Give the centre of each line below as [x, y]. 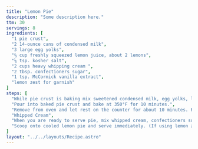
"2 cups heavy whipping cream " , [52, 66]
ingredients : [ [25, 33]
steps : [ [17, 93]
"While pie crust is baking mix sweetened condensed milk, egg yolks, [100, 99]
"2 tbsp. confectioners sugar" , [51, 72]
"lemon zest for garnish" [43, 83]
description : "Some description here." [55, 17]
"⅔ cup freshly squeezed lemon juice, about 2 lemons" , [81, 55]
